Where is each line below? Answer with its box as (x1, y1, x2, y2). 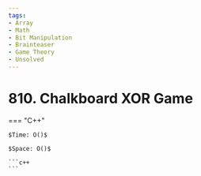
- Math (8, 26, 30, 34)
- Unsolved (8, 56, 44, 64)
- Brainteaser (8, 41, 55, 49)
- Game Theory (8, 48, 55, 56)
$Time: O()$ (8, 131, 47, 139)
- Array (8, 19, 34, 27)
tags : (8, 11, 26, 20)
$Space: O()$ (8, 144, 51, 152)
